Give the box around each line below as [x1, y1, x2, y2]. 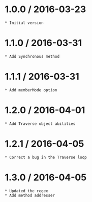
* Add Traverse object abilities [5, 121, 76, 126]
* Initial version [5, 20, 44, 25]
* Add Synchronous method [5, 54, 59, 59]
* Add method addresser [5, 193, 55, 198]
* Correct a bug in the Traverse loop [5, 155, 87, 160]
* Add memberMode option [5, 87, 57, 92]
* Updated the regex [5, 188, 49, 193]
